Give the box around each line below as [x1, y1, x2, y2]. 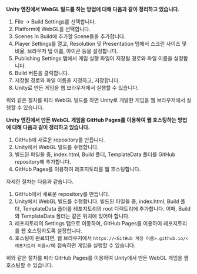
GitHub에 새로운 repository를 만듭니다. [14, 136, 105, 143]
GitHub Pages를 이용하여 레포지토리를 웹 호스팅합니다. [14, 165, 141, 172]
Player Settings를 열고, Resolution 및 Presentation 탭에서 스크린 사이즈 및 [14, 40, 187, 47]
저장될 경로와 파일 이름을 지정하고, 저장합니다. [14, 77, 121, 84]
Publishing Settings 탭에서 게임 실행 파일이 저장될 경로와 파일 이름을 [14, 55, 173, 62]
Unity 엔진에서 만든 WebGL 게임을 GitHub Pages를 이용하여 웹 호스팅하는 [6, 117, 176, 123]
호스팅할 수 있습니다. [6, 262, 54, 269]
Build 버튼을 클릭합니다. [14, 70, 69, 76]
